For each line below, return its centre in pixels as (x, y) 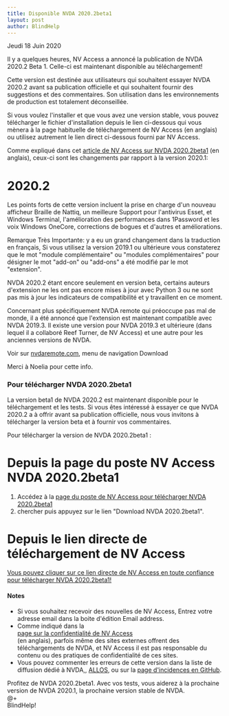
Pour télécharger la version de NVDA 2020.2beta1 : (79, 435)
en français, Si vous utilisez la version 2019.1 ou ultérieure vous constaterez (114, 247)
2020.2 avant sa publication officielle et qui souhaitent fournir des (100, 88)
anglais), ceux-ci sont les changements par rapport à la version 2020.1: (108, 158)
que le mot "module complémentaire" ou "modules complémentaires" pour (113, 255)
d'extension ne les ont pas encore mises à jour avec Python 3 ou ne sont (110, 290)
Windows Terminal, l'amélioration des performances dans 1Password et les (113, 219)
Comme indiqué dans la (51, 626)
